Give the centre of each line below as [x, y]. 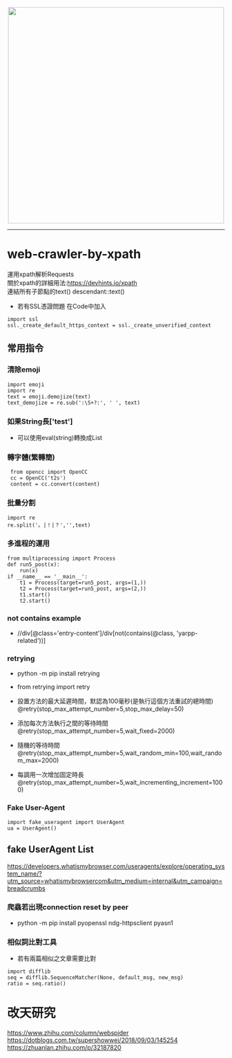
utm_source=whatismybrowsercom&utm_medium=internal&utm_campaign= [115, 881]
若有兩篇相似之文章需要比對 [57, 958]
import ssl [23, 319]
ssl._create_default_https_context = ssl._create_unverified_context [109, 325]
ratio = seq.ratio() [37, 984]
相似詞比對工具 [32, 942]
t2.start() [35, 601]
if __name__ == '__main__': [48, 576]
